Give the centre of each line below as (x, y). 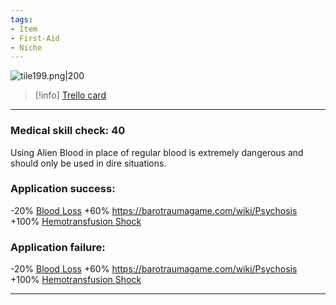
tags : (21, 19)
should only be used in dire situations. (88, 163)
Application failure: (58, 247)
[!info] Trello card (70, 95)
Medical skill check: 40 (68, 131)
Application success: (63, 189)
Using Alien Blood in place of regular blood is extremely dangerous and (157, 152)
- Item (24, 29)
